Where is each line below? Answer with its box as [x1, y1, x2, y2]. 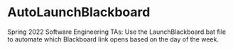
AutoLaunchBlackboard [7, 4, 151, 20]
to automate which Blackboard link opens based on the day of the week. [7, 35, 219, 43]
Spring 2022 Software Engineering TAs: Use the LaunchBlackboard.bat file [7, 27, 226, 36]
